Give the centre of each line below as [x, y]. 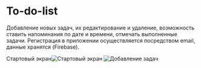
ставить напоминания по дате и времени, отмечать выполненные [92, 34]
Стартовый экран [29, 58]
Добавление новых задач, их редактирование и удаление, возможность [100, 28]
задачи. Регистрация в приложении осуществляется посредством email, [101, 40]
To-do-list [32, 11]
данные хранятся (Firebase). [43, 47]
